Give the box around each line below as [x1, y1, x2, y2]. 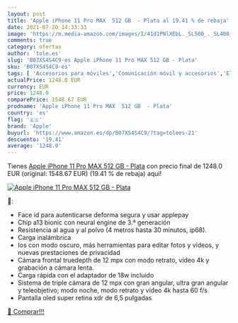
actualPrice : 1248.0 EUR [7, 76, 81, 84]
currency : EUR [7, 83, 50, 90]
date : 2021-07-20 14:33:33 [7, 23, 87, 31]
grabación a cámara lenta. [17, 263, 94, 272]
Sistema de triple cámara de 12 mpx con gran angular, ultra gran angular [17, 278, 229, 288]
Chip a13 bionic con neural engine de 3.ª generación [17, 218, 171, 227]
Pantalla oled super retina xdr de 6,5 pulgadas [17, 294, 152, 302]
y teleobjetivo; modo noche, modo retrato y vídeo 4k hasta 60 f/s [17, 286, 208, 295]
